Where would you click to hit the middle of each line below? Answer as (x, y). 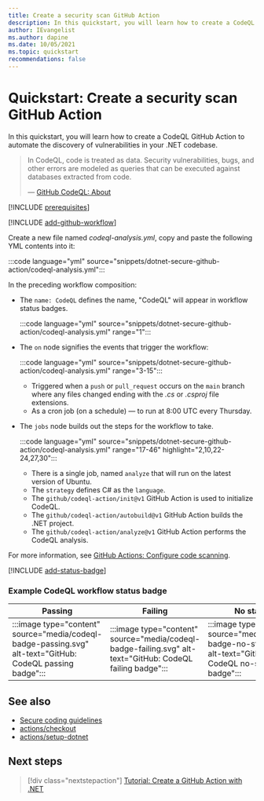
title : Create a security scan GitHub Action (84, 15)
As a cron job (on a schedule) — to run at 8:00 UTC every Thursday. (141, 411)
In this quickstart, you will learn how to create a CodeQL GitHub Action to (126, 136)
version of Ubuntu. (61, 481)
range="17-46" (137, 449)
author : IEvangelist (42, 30)
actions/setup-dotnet (54, 737)
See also (29, 701)
